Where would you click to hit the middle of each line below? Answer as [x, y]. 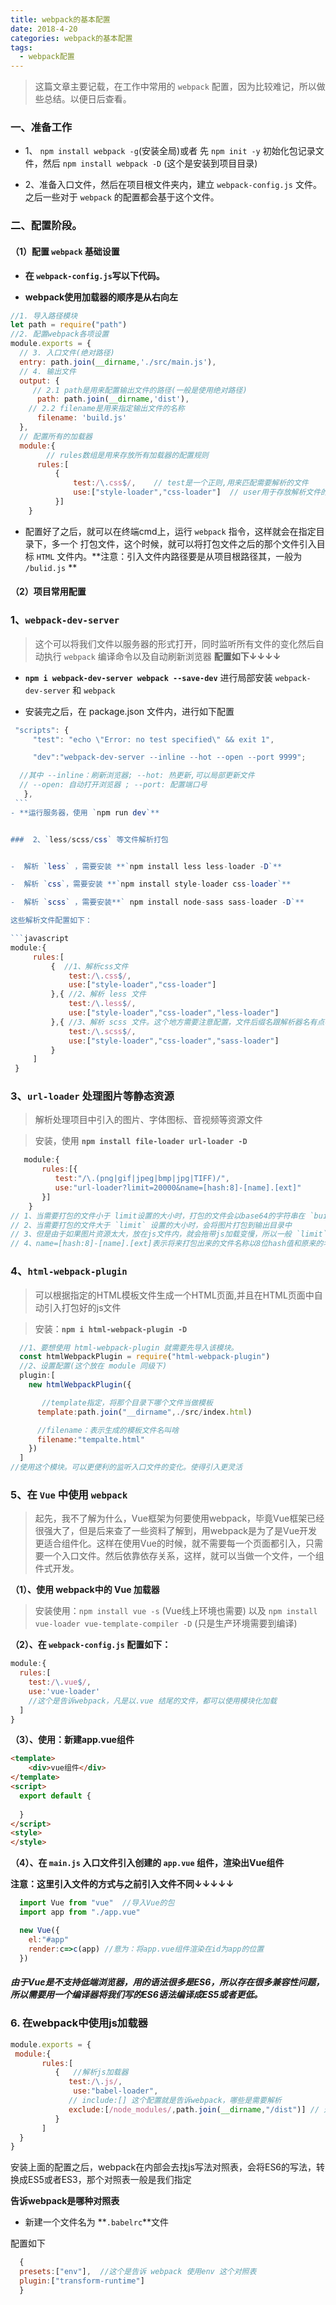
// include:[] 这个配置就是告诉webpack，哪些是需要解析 [175, 2101]
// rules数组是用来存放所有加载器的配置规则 [127, 455]
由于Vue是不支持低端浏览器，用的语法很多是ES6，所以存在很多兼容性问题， [167, 1982]
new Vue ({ [39, 1930]
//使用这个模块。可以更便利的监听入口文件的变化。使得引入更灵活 [126, 1467]
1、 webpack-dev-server [65, 620]
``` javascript [40, 939]
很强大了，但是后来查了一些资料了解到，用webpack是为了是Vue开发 [176, 1531]
